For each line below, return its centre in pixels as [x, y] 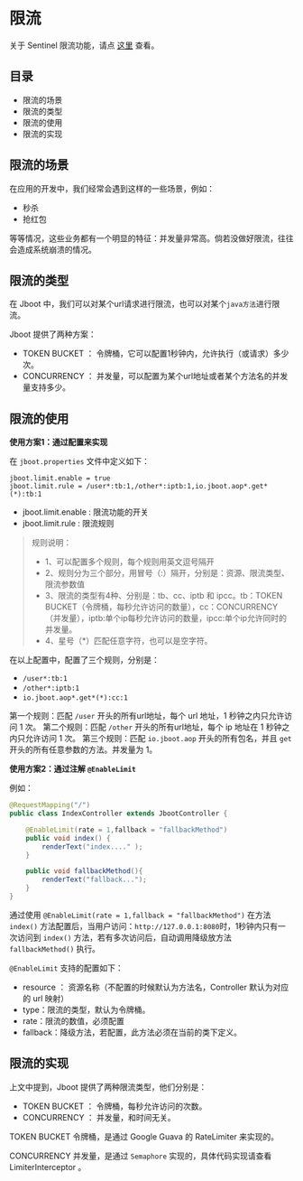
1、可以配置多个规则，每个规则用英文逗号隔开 [129, 562]
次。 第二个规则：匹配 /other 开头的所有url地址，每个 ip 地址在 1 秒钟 [153, 727]
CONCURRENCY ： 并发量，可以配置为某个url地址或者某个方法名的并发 [155, 377]
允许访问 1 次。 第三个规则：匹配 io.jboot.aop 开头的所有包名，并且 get [158, 739]
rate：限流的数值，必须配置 [73, 1020]
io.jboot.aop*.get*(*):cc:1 [75, 698]
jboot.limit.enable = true [60, 479]
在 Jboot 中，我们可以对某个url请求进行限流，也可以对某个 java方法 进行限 [145, 304]
